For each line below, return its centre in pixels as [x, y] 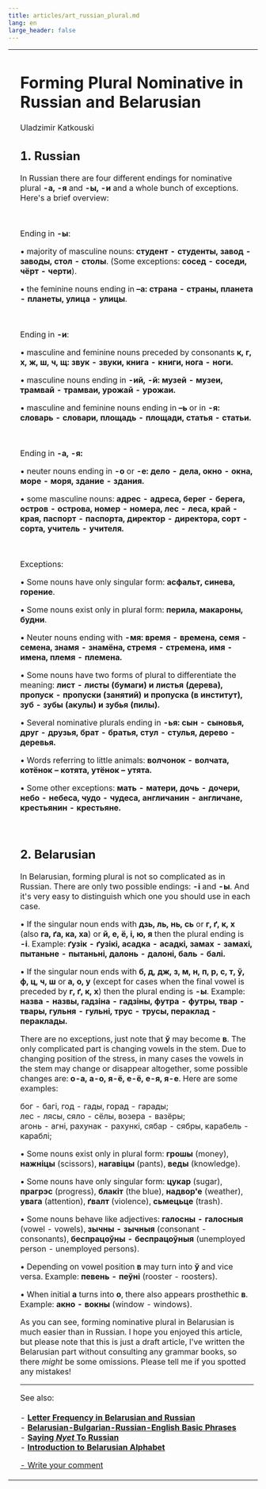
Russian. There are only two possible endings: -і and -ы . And [135, 886]
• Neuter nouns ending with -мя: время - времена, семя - [133, 638]
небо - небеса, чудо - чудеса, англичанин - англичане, [131, 798]
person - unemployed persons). [80, 1248]
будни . [34, 620]
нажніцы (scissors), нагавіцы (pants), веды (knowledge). [130, 1163]
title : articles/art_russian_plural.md [74, 15]
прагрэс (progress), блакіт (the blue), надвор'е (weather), [132, 1191]
